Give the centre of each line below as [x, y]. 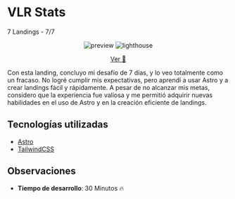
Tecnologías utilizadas [58, 125]
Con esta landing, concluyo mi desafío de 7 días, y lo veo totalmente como [115, 72]
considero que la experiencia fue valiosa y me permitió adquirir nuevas [110, 95]
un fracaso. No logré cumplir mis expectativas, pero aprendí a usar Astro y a [118, 80]
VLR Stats [37, 12]
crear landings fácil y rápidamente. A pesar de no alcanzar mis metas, [108, 87]
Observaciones [42, 171]
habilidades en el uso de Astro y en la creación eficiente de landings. [107, 102]
